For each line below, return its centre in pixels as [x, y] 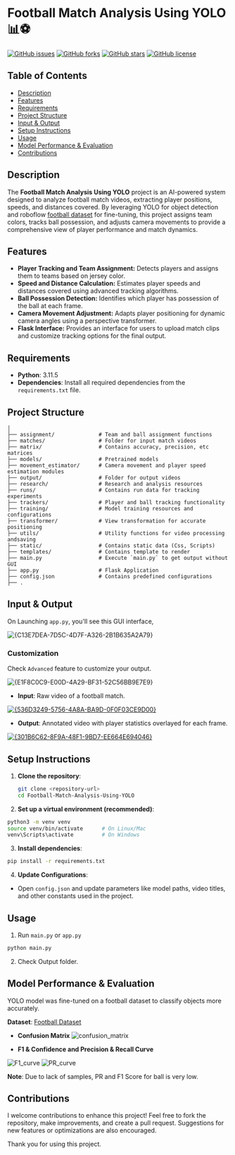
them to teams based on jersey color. [71, 276]
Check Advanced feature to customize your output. [80, 668]
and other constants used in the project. [75, 896]
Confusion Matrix [44, 1035]
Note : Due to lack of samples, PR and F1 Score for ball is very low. [103, 1076]
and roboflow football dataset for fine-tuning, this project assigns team [110, 214]
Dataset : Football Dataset [44, 1022]
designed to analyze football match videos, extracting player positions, [110, 200]
